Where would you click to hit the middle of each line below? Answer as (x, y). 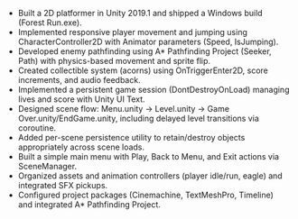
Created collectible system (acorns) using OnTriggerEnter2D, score (143, 70)
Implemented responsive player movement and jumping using (133, 32)
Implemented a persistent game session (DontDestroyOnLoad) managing (154, 90)
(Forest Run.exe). (50, 23)
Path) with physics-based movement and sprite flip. (114, 61)
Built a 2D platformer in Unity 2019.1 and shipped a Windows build (140, 13)
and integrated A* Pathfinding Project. (89, 205)
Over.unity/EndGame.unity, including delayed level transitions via (138, 118)
